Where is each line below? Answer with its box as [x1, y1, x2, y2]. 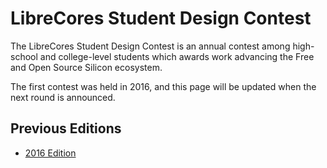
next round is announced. [10, 91, 116, 103]
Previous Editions [10, 120, 122, 137]
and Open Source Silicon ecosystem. [10, 61, 163, 73]
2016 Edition [24, 147, 77, 159]
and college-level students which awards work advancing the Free [39, 50, 315, 62]
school [10, 50, 38, 62]
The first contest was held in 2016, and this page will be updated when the [10, 80, 317, 92]
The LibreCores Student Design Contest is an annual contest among [10, 40, 291, 52]
